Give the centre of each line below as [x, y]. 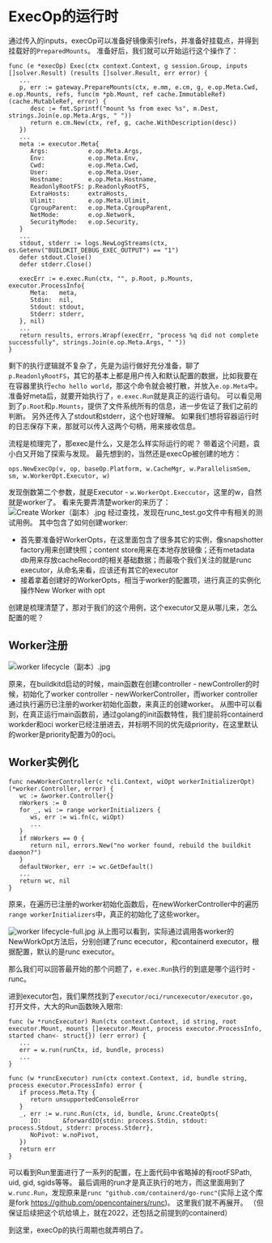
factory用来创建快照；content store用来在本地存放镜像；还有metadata [137, 549]
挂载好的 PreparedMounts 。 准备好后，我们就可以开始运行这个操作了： [123, 50]
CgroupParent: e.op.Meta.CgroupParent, [101, 207]
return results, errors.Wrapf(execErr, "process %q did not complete [139, 335]
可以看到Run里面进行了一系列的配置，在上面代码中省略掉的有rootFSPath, [130, 1172]
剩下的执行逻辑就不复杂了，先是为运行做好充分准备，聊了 [104, 365]
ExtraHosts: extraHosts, [79, 194]
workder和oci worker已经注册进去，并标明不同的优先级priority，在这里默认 [134, 724]
